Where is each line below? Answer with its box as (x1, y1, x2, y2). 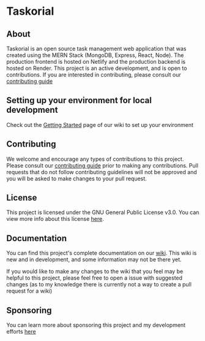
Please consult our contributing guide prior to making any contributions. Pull (6, 161, 199, 169)
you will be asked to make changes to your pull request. (6, 175, 147, 182)
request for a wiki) (6, 287, 53, 295)
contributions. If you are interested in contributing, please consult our (6, 71, 182, 78)
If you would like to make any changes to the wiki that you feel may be (6, 268, 184, 275)
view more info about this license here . (6, 215, 104, 223)
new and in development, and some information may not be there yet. (6, 256, 182, 263)
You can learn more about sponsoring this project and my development (6, 321, 185, 329)
